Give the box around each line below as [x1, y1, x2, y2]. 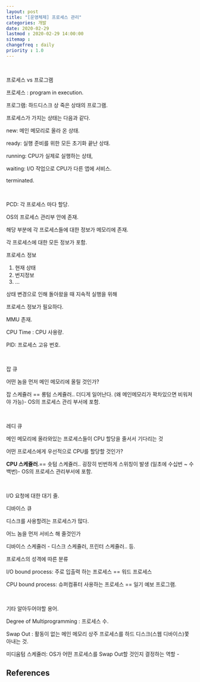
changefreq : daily [6, 42, 55, 48]
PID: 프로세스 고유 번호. [6, 341, 61, 348]
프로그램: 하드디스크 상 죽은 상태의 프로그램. [6, 101, 108, 108]
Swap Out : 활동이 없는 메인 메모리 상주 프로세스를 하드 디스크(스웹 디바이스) [6, 630, 185, 637]
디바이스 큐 [6, 504, 32, 511]
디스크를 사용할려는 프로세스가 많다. [6, 517, 89, 525]
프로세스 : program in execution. [6, 89, 84, 96]
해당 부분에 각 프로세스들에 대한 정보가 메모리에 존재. [6, 226, 129, 233]
